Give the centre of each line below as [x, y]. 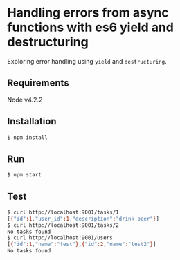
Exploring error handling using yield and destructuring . [87, 61]
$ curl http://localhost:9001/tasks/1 [63, 212]
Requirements [38, 83]
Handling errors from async [88, 13]
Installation [32, 121]
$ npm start [24, 175]
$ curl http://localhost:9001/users [60, 238]
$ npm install [28, 137]
